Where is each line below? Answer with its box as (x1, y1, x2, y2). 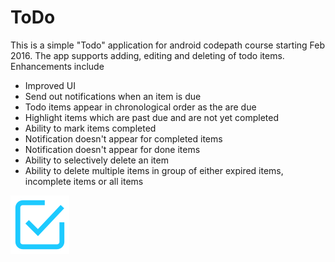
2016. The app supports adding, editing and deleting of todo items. (10, 49, 285, 61)
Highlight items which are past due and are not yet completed (24, 111, 280, 123)
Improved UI (24, 79, 76, 91)
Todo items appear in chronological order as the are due (24, 101, 257, 113)
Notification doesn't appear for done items (24, 143, 201, 155)
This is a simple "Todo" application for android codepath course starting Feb (10, 39, 326, 51)
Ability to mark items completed (24, 122, 157, 134)
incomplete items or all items (24, 175, 144, 187)
